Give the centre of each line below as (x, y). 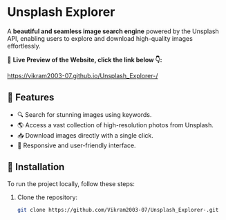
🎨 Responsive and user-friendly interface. (76, 145)
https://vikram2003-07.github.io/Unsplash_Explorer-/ (83, 75)
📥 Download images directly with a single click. (85, 135)
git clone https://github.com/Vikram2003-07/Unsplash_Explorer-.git (118, 210)
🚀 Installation (36, 167)
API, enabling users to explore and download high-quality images (100, 38)
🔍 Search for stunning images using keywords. (84, 114)
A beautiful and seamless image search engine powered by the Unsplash (113, 31)
